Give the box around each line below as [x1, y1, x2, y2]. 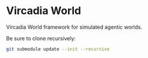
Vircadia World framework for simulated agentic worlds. [6, 23, 143, 30]
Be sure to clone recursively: [6, 35, 76, 42]
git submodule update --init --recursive [6, 46, 110, 52]
